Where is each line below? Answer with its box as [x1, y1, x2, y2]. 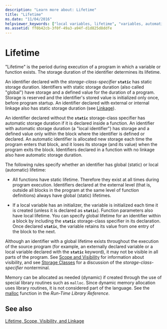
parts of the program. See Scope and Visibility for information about [5, 254, 144, 260]
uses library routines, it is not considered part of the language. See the [5, 285, 150, 291]
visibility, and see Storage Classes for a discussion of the [5, 260, 122, 266]
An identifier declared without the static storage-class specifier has [5, 115, 146, 121]
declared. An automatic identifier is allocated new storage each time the [5, 136, 153, 142]
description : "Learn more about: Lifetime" [5, 7, 97, 12]
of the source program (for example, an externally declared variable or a [5, 244, 153, 250]
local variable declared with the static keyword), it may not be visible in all [5, 249, 158, 255]
